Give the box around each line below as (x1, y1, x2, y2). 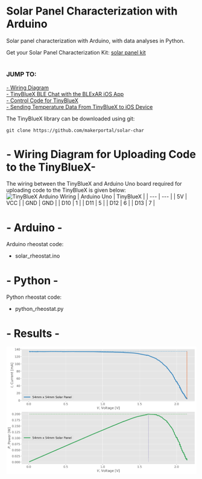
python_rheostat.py (14, 305, 64, 313)
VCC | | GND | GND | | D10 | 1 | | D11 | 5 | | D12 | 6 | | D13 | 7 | (6, 200, 156, 207)
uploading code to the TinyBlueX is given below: (6, 186, 127, 194)
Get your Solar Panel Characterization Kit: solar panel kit (6, 48, 146, 56)
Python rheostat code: (6, 293, 62, 301)
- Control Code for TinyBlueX (6, 97, 78, 104)
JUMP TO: (6, 70, 37, 79)
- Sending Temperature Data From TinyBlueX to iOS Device (6, 103, 153, 110)
